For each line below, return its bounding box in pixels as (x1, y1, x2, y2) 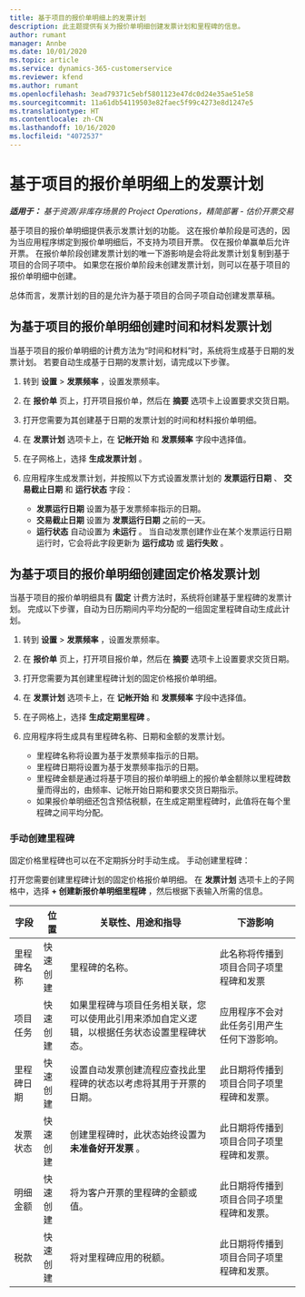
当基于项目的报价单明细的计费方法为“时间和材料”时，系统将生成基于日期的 (9, 345, 288, 356)
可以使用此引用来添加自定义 (69, 1012, 189, 1025)
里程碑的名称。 (69, 961, 134, 974)
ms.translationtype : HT (9, 106, 100, 116)
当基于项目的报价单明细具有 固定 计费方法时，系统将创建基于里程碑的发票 (9, 593, 284, 603)
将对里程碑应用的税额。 (69, 1251, 171, 1263)
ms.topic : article (9, 56, 79, 65)
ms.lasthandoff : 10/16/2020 (9, 124, 116, 133)
